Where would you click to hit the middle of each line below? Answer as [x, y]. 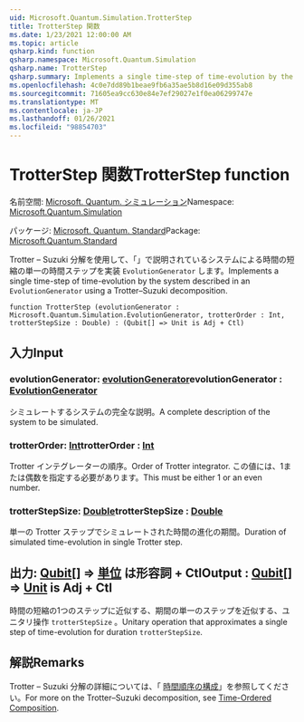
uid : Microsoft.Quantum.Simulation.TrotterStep [101, 18]
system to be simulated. [54, 421]
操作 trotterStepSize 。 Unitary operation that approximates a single [160, 622]
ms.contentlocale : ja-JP [56, 111]
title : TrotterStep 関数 [55, 26]
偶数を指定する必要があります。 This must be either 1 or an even [143, 477]
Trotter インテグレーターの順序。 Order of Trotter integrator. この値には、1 [147, 466]
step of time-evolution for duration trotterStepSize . [106, 632]
